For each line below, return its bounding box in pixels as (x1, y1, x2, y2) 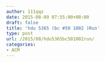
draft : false (6, 19, 39, 25)
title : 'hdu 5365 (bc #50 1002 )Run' (6, 25, 100, 31)
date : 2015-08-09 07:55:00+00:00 (6, 14, 89, 20)
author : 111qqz (6, 8, 44, 15)
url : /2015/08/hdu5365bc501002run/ (6, 36, 95, 42)
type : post (6, 31, 33, 37)
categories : (6, 42, 36, 48)
